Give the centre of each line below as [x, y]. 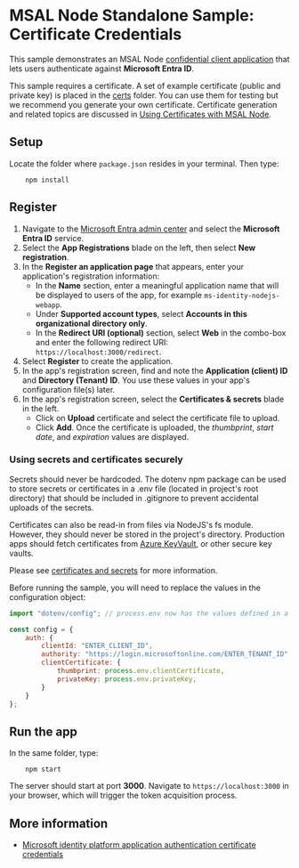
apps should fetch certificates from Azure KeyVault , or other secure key [141, 543]
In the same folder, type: [54, 753]
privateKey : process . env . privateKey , [127, 679]
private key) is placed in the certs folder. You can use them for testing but [144, 95]
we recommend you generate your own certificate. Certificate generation [143, 104]
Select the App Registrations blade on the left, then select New [139, 247]
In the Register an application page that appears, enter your [133, 266]
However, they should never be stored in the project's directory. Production [147, 534]
